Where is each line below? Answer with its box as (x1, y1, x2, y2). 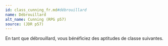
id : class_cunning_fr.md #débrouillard (5, 7, 87, 13)
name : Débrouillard (5, 12, 46, 17)
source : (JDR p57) (5, 21, 44, 27)
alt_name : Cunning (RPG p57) (5, 17, 67, 22)
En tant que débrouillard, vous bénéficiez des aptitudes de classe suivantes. (5, 35, 164, 41)
